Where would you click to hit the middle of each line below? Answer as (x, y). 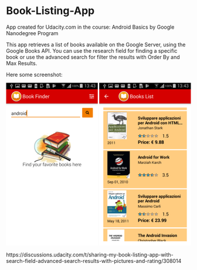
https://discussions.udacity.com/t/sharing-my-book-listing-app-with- (90, 255)
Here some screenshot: (34, 74)
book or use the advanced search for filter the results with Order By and (93, 57)
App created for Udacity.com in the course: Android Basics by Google (90, 27)
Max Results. (22, 63)
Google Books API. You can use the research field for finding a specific (92, 50)
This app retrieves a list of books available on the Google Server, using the (96, 45)
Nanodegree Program (32, 33)
